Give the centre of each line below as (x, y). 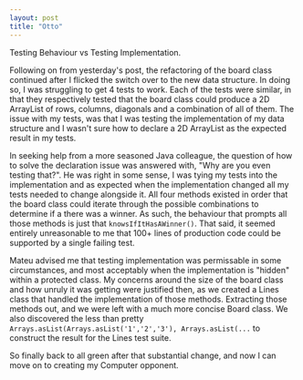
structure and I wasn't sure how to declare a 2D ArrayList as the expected (148, 128)
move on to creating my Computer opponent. (94, 365)
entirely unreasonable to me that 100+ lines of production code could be (145, 232)
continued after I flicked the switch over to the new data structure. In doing (150, 79)
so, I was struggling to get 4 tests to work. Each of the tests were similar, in (151, 89)
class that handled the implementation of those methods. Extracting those (148, 299)
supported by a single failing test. (72, 242)
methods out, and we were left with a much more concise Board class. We (149, 308)
